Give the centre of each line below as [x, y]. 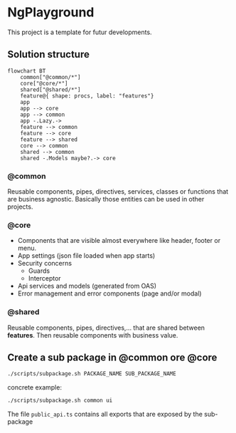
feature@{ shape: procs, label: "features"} [87, 96]
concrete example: [35, 387]
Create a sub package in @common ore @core [112, 358]
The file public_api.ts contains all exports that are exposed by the [105, 414]
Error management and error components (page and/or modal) [109, 293]
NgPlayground [51, 12]
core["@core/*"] [44, 83]
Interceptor [45, 278]
